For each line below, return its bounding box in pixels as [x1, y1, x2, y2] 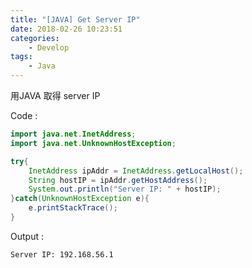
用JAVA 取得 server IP [10, 90, 101, 101]
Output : [10, 230, 44, 242]
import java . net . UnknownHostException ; [10, 138, 177, 148]
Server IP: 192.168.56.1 [10, 249, 114, 260]
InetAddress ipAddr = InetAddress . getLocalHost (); [28, 166, 244, 176]
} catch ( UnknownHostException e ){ [10, 194, 150, 204]
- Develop [28, 42, 70, 53]
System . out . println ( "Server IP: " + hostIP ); [28, 184, 222, 195]
